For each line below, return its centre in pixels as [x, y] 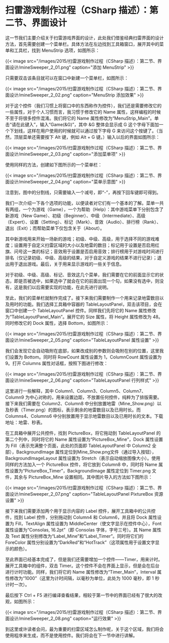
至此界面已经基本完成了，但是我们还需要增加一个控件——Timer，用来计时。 [84, 559]
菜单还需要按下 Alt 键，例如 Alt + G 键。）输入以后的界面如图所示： [91, 137]
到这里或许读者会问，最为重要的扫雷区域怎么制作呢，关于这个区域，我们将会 [84, 629]
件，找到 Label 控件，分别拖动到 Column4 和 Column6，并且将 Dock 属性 [81, 517]
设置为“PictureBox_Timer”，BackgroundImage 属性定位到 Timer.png [80, 471]
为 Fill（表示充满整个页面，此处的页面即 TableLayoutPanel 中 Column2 [78, 445]
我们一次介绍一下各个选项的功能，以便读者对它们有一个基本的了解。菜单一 [82, 203]
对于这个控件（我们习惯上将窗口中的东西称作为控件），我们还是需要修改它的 [83, 106]
